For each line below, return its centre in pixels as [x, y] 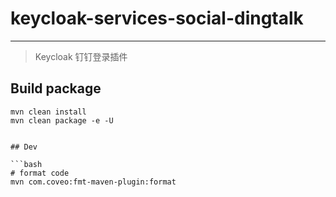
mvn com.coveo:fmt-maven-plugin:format [93, 182]
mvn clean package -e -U [62, 120]
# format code [40, 173]
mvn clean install [48, 112]
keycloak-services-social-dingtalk [157, 18]
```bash [26, 164]
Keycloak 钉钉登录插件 [81, 56]
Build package [56, 88]
